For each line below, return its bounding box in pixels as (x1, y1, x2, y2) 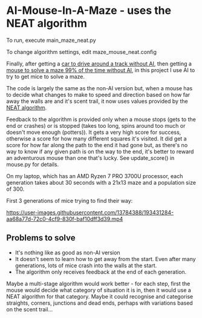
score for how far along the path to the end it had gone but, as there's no (6, 141, 188, 148)
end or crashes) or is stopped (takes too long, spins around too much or (6, 122, 186, 129)
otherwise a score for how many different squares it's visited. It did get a (6, 134, 187, 142)
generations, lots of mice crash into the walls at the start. (15, 262, 157, 269)
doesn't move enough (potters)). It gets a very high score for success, (6, 128, 181, 136)
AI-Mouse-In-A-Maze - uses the (6, 4, 171, 18)
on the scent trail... (6, 305, 53, 313)
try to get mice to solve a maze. (6, 73, 85, 80)
